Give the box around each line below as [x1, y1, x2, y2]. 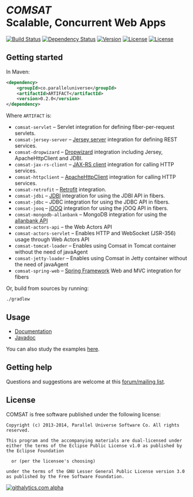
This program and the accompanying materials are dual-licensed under [6, 438, 182, 443]
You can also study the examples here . [6, 345, 100, 352]
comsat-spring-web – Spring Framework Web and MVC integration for [14, 267, 181, 274]
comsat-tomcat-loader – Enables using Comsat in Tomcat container [14, 242, 177, 249]
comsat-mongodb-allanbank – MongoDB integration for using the [14, 211, 167, 218]
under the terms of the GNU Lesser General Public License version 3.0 [6, 468, 185, 474]
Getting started [6, 52, 63, 62]
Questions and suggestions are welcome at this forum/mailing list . [6, 378, 165, 385]
